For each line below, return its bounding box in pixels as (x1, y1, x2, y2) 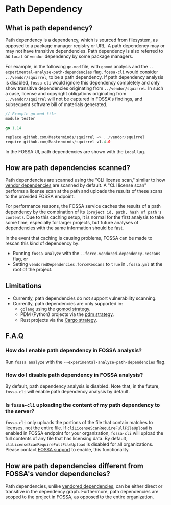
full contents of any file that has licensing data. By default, (5, 436, 128, 442)
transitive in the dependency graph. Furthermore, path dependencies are (5, 489, 159, 495)
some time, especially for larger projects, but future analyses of (5, 220, 139, 226)
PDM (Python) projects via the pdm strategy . (20, 311, 114, 318)
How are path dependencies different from (5, 461, 144, 470)
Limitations (5, 281, 42, 290)
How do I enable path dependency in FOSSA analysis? (5, 347, 142, 354)
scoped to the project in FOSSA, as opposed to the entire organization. (5, 494, 154, 500)
